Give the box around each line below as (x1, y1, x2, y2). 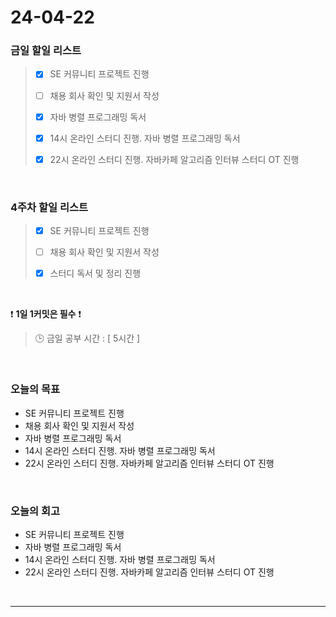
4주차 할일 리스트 (10, 200, 89, 214)
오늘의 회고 (10, 504, 61, 518)
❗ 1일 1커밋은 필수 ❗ (10, 308, 82, 320)
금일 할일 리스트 (10, 44, 82, 58)
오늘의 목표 (10, 382, 61, 396)
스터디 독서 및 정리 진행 (49, 267, 142, 280)
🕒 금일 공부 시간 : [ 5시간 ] (34, 332, 141, 345)
